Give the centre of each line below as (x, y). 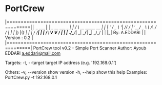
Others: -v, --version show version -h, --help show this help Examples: (76, 72)
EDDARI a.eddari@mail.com (33, 53)
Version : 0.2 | (19, 38)
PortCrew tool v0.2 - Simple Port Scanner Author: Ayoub (90, 48)
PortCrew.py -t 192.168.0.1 (31, 77)
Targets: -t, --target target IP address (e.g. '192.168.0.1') (61, 63)
